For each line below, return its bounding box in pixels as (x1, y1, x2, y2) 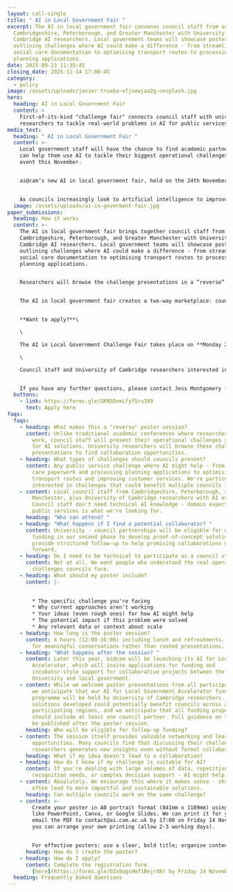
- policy (13, 81, 39, 88)
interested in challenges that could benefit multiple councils (32, 482, 222, 489)
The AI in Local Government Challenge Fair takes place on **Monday (19, 341, 222, 348)
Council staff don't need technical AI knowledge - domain (32, 501, 207, 508)
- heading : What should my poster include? (19, 572, 148, 579)
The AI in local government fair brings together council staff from (19, 228, 225, 235)
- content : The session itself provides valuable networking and (19, 733, 213, 740)
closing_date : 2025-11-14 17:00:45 (7, 68, 110, 75)
